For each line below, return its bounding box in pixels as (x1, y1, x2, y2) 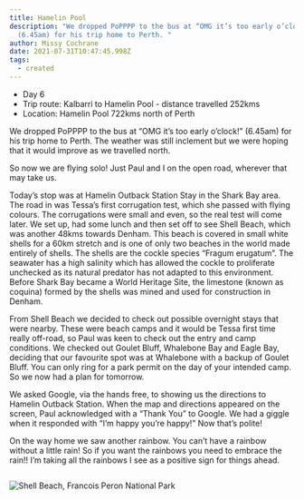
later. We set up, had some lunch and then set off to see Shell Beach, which (9, 219, 291, 230)
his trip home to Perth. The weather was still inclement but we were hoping (9, 135, 289, 146)
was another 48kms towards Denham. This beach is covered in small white (9, 228, 289, 239)
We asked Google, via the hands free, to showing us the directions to (9, 388, 267, 399)
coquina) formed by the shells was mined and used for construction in (9, 286, 271, 297)
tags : (9, 55, 30, 64)
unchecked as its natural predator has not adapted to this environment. (9, 267, 274, 278)
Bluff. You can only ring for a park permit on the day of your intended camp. (9, 361, 292, 372)
